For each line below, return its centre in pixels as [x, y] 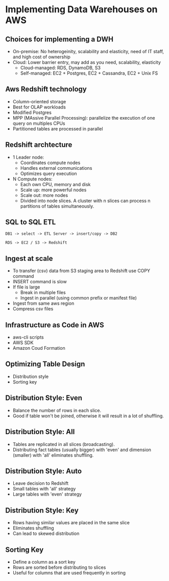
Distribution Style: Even [44, 398]
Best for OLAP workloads [39, 107]
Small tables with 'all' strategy [44, 489]
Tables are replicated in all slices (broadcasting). [64, 444]
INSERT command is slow [40, 282]
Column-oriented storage [39, 101]
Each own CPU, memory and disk [55, 184]
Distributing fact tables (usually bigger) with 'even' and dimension [82, 450]
